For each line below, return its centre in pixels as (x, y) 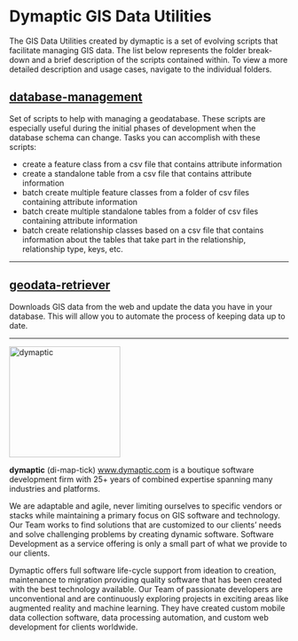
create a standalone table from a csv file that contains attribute (137, 173)
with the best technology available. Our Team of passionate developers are (146, 589)
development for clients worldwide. (74, 627)
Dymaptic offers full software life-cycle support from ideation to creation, (143, 570)
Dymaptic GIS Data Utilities (110, 16)
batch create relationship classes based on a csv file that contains (143, 230)
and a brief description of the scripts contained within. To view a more (160, 59)
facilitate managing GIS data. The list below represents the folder (128, 50)
